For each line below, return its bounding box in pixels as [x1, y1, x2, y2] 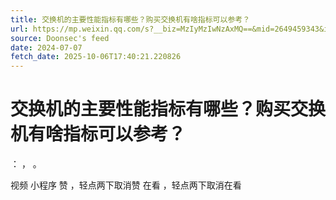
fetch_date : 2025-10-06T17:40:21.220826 [10, 52, 182, 62]
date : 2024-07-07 [10, 42, 83, 53]
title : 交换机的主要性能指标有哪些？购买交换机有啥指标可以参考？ [10, 14, 251, 25]
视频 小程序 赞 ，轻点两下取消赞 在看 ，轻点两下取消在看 [10, 179, 242, 191]
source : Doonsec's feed [10, 33, 110, 43]
